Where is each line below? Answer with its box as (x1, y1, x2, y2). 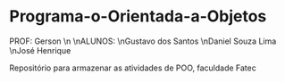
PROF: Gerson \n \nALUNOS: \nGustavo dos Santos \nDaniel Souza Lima (9, 36, 277, 46)
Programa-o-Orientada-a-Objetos (9, 6, 267, 27)
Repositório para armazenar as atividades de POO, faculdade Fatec (9, 62, 256, 73)
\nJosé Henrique (9, 45, 71, 55)
